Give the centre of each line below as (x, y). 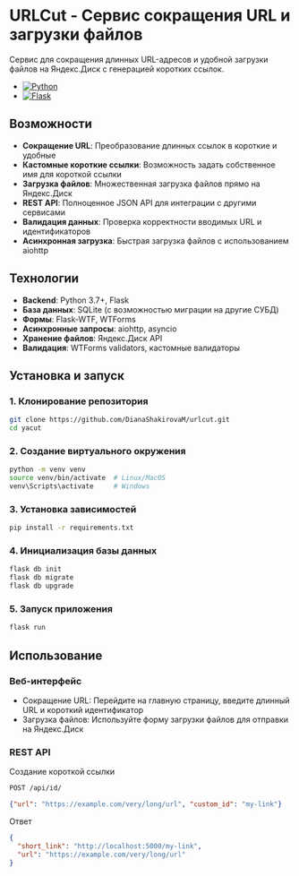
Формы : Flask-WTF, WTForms (79, 319)
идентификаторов (56, 231)
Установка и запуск (67, 376)
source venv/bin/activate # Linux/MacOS (88, 478)
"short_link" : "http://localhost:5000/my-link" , (110, 846)
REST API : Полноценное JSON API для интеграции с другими (139, 202)
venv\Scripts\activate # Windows (80, 486)
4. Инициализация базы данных (83, 551)
